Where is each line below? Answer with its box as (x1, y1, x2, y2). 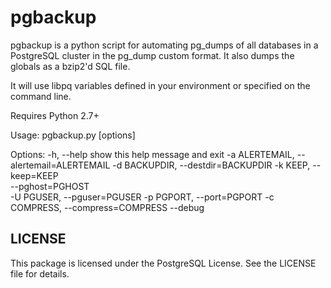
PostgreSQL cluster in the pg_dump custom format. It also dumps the (10, 49, 295, 61)
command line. (10, 90, 72, 102)
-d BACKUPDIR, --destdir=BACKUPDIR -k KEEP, (112, 159, 311, 171)
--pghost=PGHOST (10, 180, 90, 192)
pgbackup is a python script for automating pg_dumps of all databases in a (10, 39, 319, 51)
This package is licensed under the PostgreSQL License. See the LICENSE (10, 257, 317, 269)
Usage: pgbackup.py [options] (10, 129, 136, 141)
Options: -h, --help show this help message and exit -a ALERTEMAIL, (10, 148, 295, 160)
